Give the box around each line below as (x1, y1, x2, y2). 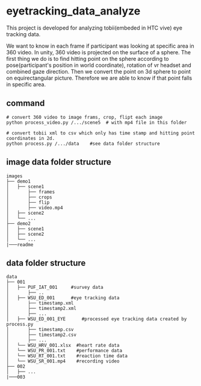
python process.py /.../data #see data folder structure (6, 141, 161, 147)
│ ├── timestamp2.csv (6, 332, 77, 338)
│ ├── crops (6, 194, 52, 200)
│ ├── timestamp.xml (6, 300, 74, 306)
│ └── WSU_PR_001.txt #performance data (6, 348, 122, 354)
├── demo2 (6, 220, 31, 227)
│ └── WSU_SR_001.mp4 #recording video (6, 358, 120, 364)
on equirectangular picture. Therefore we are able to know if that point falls (6, 74, 193, 81)
